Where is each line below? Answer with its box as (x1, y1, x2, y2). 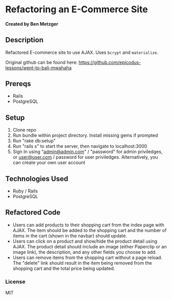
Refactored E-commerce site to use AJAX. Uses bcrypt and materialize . (5, 49, 159, 55)
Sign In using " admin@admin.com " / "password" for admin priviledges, (12, 148, 163, 155)
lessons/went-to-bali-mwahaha (5, 65, 72, 71)
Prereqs (5, 79, 31, 88)
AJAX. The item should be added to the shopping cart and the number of (12, 227, 167, 233)
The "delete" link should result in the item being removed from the (12, 260, 152, 266)
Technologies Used (5, 174, 68, 183)
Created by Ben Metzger (5, 20, 58, 27)
